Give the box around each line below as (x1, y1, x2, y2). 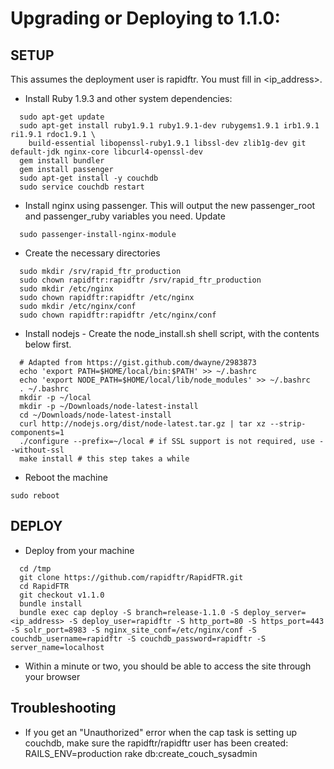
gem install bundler (19, 156, 105, 166)
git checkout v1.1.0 (19, 590, 105, 600)
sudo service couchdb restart (19, 182, 145, 192)
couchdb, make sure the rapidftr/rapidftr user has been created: (24, 737, 289, 749)
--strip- (269, 419, 307, 429)
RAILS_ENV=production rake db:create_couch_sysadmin (24, 747, 258, 759)
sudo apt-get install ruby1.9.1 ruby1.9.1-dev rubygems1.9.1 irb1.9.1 (19, 121, 320, 131)
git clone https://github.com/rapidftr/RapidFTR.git (19, 572, 244, 582)
